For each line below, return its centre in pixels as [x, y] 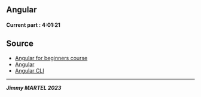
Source [20, 44]
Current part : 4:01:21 [33, 25]
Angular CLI [29, 70]
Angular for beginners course [51, 58]
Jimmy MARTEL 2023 [34, 87]
